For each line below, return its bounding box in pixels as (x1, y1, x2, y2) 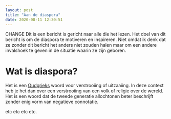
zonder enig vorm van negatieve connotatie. (5, 98, 99, 105)
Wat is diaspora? (5, 65, 78, 77)
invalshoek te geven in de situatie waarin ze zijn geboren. (5, 47, 126, 54)
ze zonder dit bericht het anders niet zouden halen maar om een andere (5, 42, 157, 48)
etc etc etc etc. (5, 109, 37, 115)
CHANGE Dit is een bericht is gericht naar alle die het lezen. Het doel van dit (5, 31, 166, 37)
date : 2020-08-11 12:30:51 (5, 17, 63, 22)
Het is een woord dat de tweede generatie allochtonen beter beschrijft (5, 93, 154, 100)
